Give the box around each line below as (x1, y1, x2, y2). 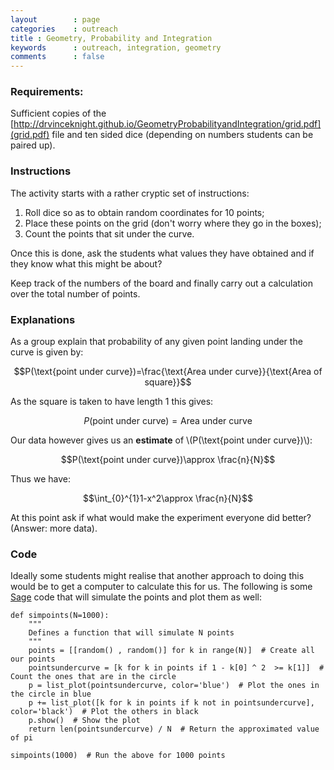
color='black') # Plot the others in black (10, 707, 199, 717)
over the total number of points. (10, 287, 141, 300)
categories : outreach (10, 24, 118, 34)
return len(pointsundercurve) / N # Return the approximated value (28, 724, 320, 735)
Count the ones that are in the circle (10, 672, 177, 682)
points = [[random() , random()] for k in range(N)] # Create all (28, 646, 315, 656)
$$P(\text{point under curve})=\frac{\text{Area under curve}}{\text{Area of (13, 366, 323, 378)
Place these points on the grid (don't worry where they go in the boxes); (24, 217, 322, 229)
